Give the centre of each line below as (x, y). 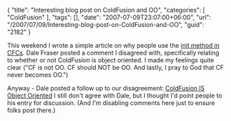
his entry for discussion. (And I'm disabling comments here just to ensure (111, 103)
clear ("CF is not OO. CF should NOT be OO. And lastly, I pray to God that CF (115, 67)
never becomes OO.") (38, 75)
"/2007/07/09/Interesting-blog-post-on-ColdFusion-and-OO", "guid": (106, 25)
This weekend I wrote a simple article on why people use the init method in (113, 45)
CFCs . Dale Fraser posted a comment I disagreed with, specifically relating (113, 53)
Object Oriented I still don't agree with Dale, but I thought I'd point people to (115, 95)
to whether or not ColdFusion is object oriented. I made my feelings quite (111, 60)
